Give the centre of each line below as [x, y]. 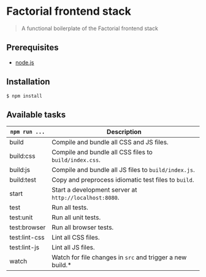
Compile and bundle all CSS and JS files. [110, 142]
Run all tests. [70, 208]
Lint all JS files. [73, 248]
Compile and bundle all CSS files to [102, 152]
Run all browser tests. [83, 227]
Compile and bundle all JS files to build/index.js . [123, 170]
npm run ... [28, 132]
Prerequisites [32, 48]
